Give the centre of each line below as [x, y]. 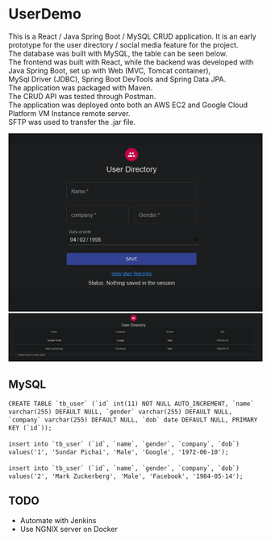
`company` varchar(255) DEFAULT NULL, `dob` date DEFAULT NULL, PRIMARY [133, 420]
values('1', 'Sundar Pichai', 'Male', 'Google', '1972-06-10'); [119, 452]
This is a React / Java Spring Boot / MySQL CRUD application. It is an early [132, 36]
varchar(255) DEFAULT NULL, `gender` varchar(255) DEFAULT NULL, [120, 412]
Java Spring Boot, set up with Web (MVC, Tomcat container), [110, 70]
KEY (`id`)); [30, 428]
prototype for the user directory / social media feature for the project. [123, 44]
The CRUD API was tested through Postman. [82, 96]
